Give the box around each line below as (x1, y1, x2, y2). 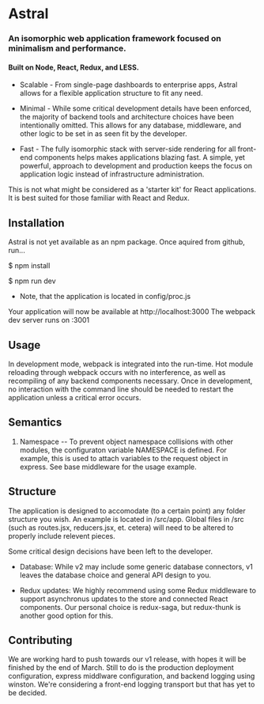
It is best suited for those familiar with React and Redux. (8, 193, 190, 202)
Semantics (8, 416, 62, 430)
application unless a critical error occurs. (8, 392, 141, 402)
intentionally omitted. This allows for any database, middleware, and (19, 120, 242, 131)
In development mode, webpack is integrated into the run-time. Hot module (8, 359, 254, 369)
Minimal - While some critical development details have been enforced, (19, 104, 251, 113)
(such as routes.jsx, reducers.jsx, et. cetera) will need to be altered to (8, 523, 234, 532)
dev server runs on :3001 (8, 316, 90, 325)
